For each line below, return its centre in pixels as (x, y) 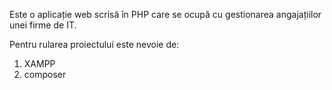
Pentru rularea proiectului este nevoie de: (94, 44)
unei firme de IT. (43, 25)
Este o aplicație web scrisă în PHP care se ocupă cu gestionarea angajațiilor (165, 14)
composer (45, 74)
